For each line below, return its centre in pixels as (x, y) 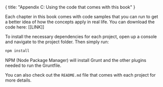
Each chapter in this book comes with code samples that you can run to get (82, 16)
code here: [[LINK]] (25, 27)
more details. (18, 80)
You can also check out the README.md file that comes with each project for (81, 75)
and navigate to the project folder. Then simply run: (57, 42)
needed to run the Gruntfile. (33, 65)
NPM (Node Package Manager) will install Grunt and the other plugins (76, 60)
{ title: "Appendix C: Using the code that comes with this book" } (70, 7)
